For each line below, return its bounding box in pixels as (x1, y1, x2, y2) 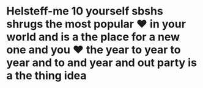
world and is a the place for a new (6, 30, 180, 44)
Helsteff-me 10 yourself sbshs (6, 4, 163, 18)
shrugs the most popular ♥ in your (6, 17, 186, 31)
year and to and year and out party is (6, 56, 197, 70)
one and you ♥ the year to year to (6, 43, 181, 57)
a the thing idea (6, 69, 87, 83)
